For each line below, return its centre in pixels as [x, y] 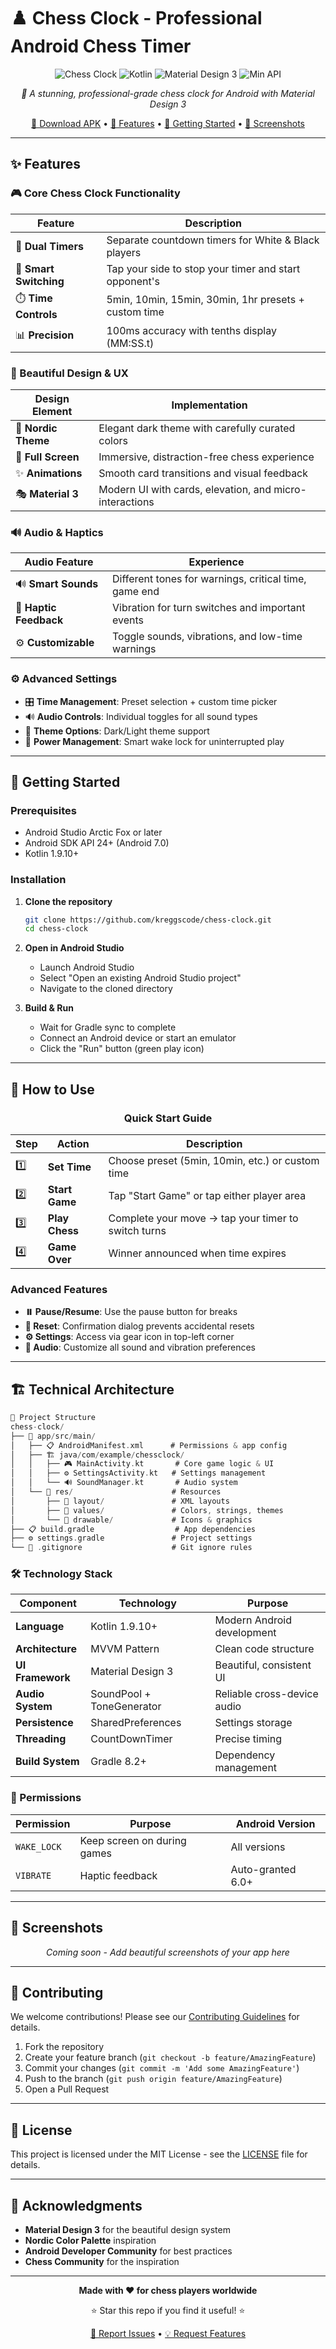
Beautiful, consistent [263, 1665]
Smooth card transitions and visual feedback [203, 473]
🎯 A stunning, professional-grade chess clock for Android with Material [168, 93]
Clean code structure [264, 1649]
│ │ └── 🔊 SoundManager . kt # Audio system [124, 1483]
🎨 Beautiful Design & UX [69, 373]
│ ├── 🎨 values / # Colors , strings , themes [147, 1510]
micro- [290, 489]
